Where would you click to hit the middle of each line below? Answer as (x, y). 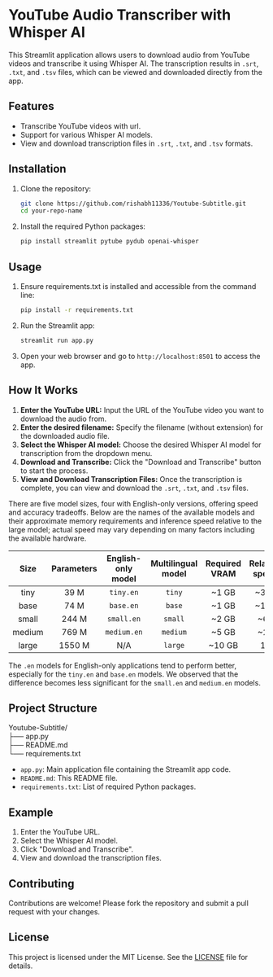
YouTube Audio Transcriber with (120, 15)
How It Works (43, 390)
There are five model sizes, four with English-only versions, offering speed (133, 503)
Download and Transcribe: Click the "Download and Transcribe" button (141, 462)
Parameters (74, 568)
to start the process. (54, 471)
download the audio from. (63, 418)
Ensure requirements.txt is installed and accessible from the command (138, 286)
